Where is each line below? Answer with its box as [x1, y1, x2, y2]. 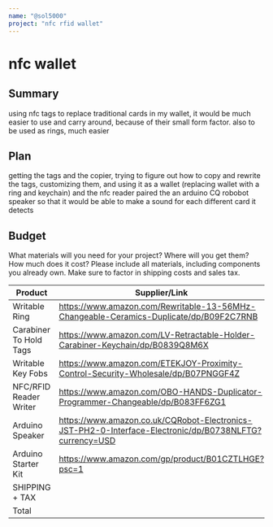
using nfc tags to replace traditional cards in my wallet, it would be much [8, 108, 252, 118]
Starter [12, 459, 39, 470]
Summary [8, 87, 59, 101]
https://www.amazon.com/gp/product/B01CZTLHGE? [58, 453, 265, 464]
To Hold [12, 334, 43, 346]
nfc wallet [8, 54, 77, 73]
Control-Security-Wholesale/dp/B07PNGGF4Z [58, 368, 240, 379]
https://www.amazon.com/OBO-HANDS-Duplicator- [58, 386, 262, 398]
